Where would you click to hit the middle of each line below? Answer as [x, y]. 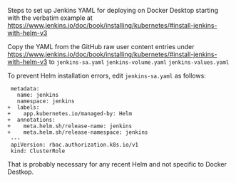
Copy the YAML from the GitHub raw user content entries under [101, 47]
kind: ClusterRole [38, 151]
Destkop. [21, 172]
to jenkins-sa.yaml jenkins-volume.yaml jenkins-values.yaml [139, 62]
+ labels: [24, 108]
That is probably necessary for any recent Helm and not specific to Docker [117, 164]
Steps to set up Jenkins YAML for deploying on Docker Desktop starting [113, 10]
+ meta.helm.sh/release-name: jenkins [70, 126]
